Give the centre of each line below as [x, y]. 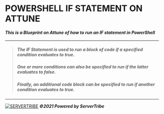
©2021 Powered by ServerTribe [72, 106]
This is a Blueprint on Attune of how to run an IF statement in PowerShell [80, 33]
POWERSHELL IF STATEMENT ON [74, 8]
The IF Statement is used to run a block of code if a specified [80, 49]
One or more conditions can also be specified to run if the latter [83, 67]
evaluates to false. [36, 72]
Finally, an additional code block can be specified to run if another [86, 84]
